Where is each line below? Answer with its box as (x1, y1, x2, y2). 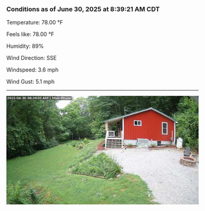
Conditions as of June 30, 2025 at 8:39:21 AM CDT (6, 5, 160, 13)
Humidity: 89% (6, 42, 45, 50)
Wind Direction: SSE (6, 54, 57, 62)
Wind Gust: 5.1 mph (6, 78, 55, 86)
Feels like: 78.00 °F (6, 31, 55, 38)
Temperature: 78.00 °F (6, 19, 63, 26)
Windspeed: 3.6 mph (6, 66, 59, 73)
